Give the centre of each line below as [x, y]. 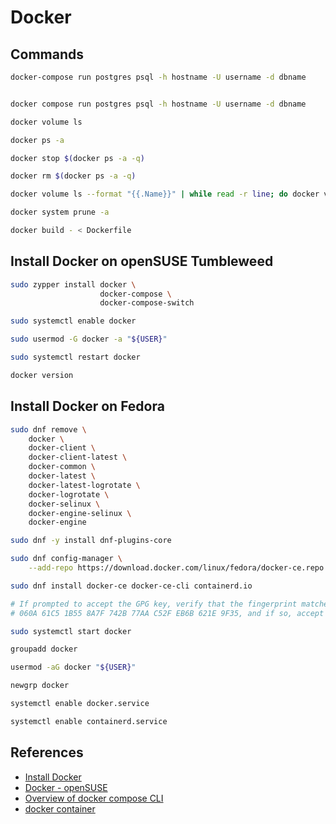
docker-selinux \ [64, 504]
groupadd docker [44, 649]
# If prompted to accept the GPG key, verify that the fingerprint [154, 604]
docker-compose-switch [147, 303]
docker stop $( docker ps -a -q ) [77, 158]
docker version [42, 375]
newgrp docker [40, 686]
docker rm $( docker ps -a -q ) [73, 176]
